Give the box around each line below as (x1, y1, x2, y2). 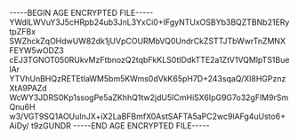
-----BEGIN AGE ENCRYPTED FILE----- (9, 8, 154, 18)
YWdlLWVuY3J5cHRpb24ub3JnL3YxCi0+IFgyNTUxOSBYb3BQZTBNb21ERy (9, 17, 290, 27)
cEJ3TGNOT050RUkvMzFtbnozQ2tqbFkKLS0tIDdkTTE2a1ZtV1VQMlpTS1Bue (9, 55, 290, 65)
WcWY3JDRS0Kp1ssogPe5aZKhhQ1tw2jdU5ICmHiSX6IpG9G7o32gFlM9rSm (9, 92, 289, 103)
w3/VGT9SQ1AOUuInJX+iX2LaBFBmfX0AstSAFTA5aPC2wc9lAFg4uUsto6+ (9, 111, 286, 121)
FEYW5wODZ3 (9, 45, 64, 56)
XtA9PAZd (9, 83, 47, 93)
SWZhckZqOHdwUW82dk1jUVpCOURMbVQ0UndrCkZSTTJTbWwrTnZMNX (9, 35, 286, 46)
